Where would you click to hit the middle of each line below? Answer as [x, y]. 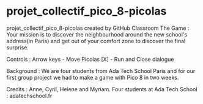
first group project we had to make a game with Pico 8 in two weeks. [93, 77]
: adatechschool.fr [29, 95]
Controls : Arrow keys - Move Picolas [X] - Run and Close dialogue [90, 59]
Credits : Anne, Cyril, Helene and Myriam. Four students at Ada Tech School [102, 89]
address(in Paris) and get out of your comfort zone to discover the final [96, 41]
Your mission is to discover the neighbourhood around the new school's [97, 34]
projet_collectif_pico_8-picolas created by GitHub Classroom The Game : [98, 28]
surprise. [18, 47]
